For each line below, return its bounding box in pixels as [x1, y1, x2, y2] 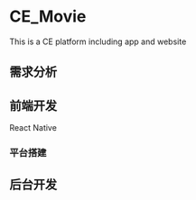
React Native [9, 123, 57, 133]
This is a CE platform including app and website [9, 36, 187, 47]
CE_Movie [9, 6, 87, 27]
